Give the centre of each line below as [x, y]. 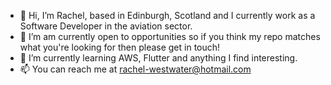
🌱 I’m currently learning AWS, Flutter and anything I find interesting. [158, 58]
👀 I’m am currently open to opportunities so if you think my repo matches [170, 36]
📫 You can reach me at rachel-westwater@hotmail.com [135, 69]
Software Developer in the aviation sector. [106, 26]
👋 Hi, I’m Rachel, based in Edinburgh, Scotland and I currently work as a [167, 15]
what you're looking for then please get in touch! [120, 47]
